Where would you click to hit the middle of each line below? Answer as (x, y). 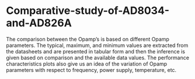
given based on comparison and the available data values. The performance (98, 58)
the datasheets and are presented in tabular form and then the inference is (96, 51)
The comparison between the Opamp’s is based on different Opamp (88, 39)
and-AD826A (39, 23)
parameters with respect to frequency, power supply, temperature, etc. (91, 70)
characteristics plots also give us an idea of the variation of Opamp (87, 64)
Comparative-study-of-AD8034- (88, 11)
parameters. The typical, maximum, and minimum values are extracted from (97, 45)
